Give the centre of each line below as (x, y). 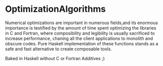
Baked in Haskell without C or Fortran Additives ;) (55, 58)
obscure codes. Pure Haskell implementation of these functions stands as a (82, 43)
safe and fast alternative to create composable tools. (59, 49)
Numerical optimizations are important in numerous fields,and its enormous (82, 23)
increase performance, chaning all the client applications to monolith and (79, 38)
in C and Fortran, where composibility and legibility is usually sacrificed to (80, 33)
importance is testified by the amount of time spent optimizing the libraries (81, 28)
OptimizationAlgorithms (55, 9)
